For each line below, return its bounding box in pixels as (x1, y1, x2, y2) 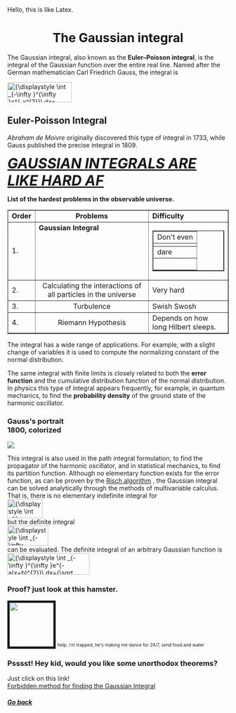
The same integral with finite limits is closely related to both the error (7, 368, 207, 377)
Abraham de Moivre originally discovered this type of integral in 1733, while (7, 133, 226, 142)
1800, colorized (7, 425, 62, 434)
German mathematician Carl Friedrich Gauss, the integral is (7, 68, 178, 76)
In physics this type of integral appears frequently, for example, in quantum (7, 384, 225, 392)
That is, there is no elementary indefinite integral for (7, 491, 158, 500)
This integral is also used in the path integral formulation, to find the (7, 454, 203, 462)
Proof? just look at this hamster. (7, 584, 118, 594)
